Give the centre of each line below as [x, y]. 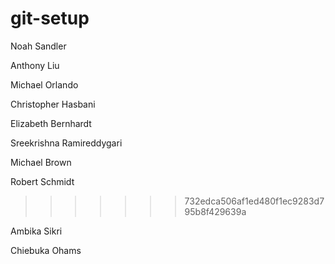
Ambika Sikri [36, 231]
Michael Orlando [44, 84]
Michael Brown [41, 162]
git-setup [50, 18]
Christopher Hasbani [53, 104]
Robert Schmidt [42, 181]
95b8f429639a [215, 211]
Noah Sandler [38, 46]
